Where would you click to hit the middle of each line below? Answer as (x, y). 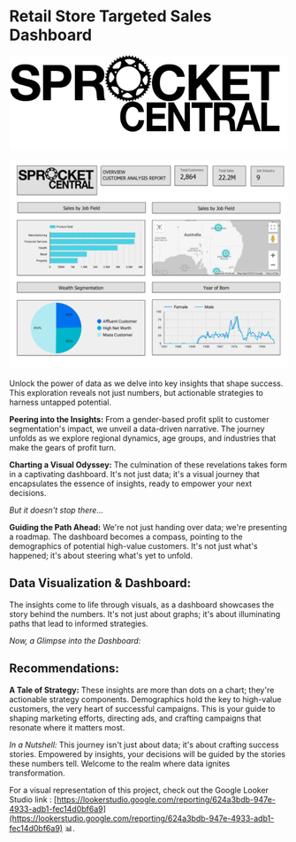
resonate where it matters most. (67, 727)
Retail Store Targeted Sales (110, 16)
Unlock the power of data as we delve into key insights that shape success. (146, 383)
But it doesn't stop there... (57, 510)
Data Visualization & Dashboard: (100, 583)
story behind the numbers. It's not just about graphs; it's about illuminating (145, 614)
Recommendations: (64, 669)
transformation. (37, 773)
